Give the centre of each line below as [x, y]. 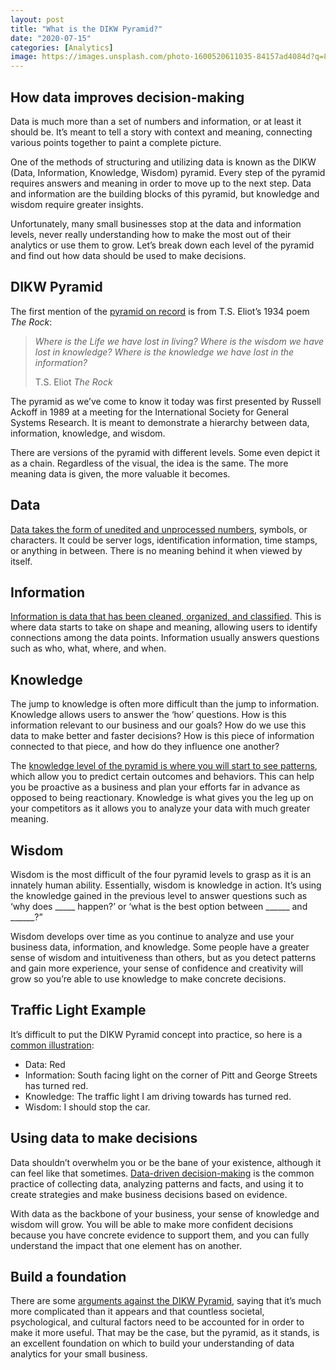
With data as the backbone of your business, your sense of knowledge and [165, 1213]
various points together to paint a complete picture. [116, 142]
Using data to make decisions [104, 1138]
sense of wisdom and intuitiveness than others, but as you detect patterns [163, 957]
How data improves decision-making [127, 97]
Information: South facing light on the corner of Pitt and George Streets [171, 1075]
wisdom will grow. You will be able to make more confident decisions [152, 1224]
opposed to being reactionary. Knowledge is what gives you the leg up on [162, 798]
